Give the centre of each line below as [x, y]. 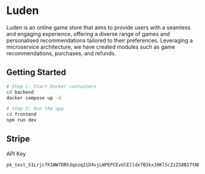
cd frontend [21, 114]
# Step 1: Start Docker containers [52, 86]
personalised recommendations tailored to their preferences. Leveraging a [100, 40]
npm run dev [21, 120]
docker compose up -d [34, 98]
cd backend [20, 92]
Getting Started [36, 73]
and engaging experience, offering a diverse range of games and [88, 33]
